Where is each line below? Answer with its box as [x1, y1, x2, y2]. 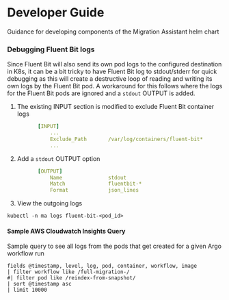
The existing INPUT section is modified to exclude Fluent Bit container [16, 103, 215, 111]
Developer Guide [7, 5, 105, 21]
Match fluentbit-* [50, 180, 142, 188]
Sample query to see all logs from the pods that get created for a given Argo [7, 242, 222, 251]
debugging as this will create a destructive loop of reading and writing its [7, 75, 213, 83]
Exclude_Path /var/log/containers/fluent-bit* [50, 136, 204, 142]
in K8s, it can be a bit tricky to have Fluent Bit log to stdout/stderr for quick [7, 67, 217, 76]
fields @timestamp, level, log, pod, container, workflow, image [7, 262, 197, 270]
